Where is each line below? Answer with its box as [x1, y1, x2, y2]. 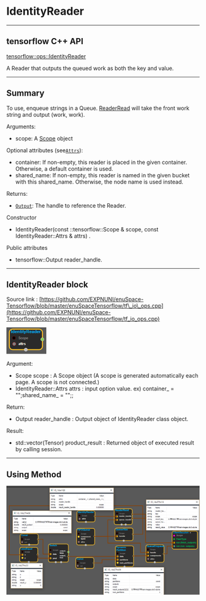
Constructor [6, 214, 37, 221]
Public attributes [6, 244, 48, 251]
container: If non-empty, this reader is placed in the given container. [15, 158, 188, 166]
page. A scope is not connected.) [15, 379, 100, 386]
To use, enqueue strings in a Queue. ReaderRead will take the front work [6, 104, 190, 112]
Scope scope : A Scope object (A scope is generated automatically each [15, 372, 199, 379]
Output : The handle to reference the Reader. [15, 201, 127, 209]
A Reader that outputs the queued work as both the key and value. [6, 64, 174, 72]
